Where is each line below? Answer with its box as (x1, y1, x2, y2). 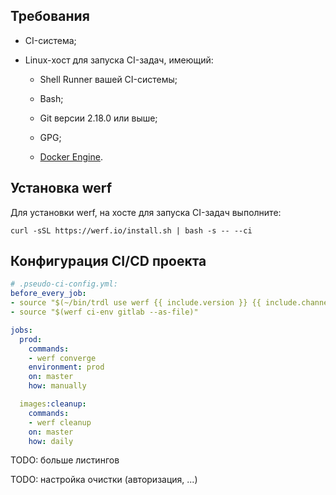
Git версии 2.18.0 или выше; (39, 112, 158, 124)
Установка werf (10, 180, 113, 197)
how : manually (28, 381, 87, 391)
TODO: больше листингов (10, 454, 120, 466)
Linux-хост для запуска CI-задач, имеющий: (24, 54, 214, 66)
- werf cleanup (28, 417, 92, 428)
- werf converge (28, 353, 97, 363)
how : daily (28, 436, 74, 446)
